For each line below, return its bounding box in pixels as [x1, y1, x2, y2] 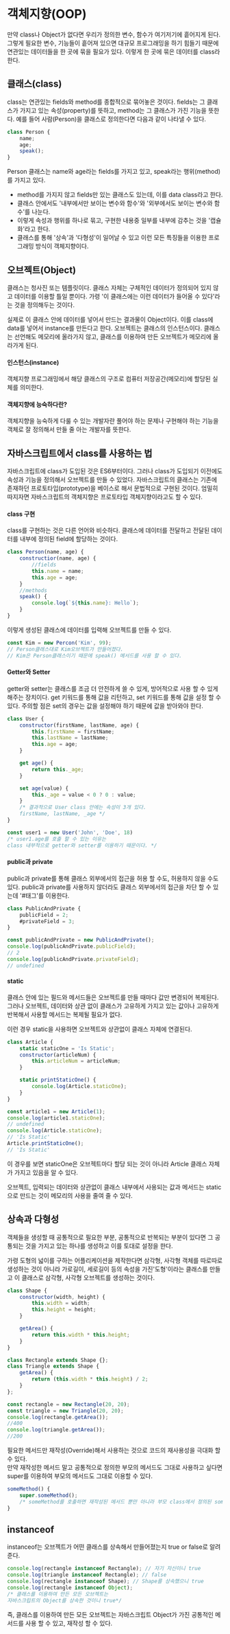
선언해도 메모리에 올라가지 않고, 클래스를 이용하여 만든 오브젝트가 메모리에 [14, 332, 212, 341]
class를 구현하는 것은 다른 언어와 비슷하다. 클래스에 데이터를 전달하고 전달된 [7, 526, 210, 534]
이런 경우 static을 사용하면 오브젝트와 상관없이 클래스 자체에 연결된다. [7, 1025, 193, 1033]
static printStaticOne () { [19, 1076, 97, 1084]
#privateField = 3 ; [19, 918, 75, 924]
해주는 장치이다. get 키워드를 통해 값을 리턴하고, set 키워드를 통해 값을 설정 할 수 [7, 693, 221, 701]
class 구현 [7, 510, 36, 518]
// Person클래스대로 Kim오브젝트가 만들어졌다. [7, 646, 124, 653]
